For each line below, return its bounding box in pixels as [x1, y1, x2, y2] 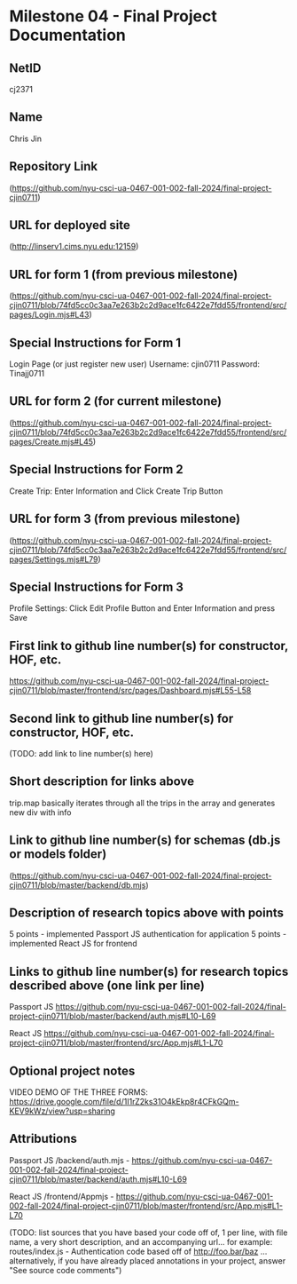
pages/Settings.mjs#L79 [9, 553, 99, 565]
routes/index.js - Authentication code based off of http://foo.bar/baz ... [9, 1246, 268, 1256]
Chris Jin [9, 133, 43, 144]
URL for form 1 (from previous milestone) [9, 266, 238, 281]
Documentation [9, 25, 127, 45]
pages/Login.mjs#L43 [9, 309, 90, 321]
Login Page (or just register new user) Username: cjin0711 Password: [9, 359, 260, 369]
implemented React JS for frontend [9, 939, 137, 949]
